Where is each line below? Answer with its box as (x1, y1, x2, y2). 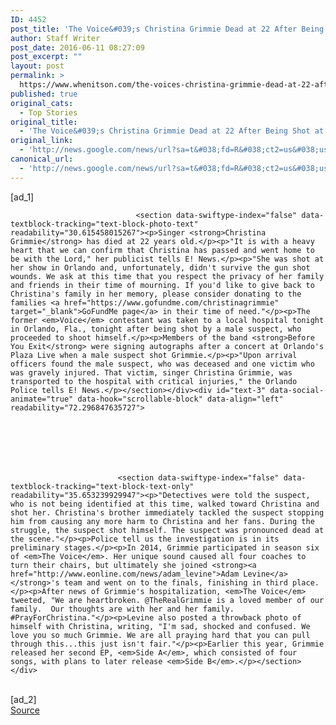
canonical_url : (10, 154, 74, 164)
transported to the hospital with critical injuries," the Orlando (10, 376, 298, 386)
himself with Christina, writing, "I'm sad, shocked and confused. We (10, 621, 311, 631)
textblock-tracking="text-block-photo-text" (10, 219, 199, 229)
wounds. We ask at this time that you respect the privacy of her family (10, 271, 325, 281)
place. (292, 577, 320, 588)
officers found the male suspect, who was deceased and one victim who (10, 359, 315, 369)
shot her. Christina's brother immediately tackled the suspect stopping (10, 507, 325, 518)
